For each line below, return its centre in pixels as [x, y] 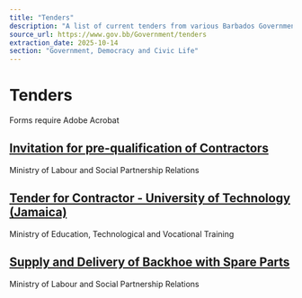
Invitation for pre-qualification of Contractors [139, 149]
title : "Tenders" [42, 18]
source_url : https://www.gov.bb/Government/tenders [108, 34]
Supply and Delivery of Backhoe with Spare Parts [150, 263]
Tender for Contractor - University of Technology [150, 198]
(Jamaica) [38, 212]
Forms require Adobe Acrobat [64, 120]
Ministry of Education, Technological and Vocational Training [122, 233]
